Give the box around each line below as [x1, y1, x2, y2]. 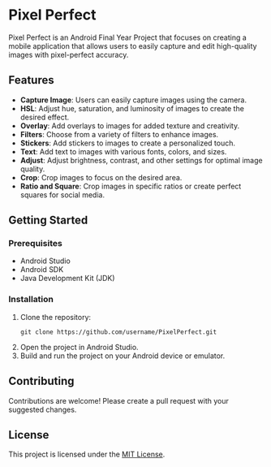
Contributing [8, 374, 75, 388]
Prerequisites [8, 238, 62, 249]
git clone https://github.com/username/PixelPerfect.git [19, 327, 217, 336]
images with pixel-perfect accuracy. [8, 50, 129, 59]
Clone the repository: [19, 312, 92, 322]
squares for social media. [19, 189, 105, 200]
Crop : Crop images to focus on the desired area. [19, 172, 183, 182]
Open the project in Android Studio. [19, 342, 140, 352]
